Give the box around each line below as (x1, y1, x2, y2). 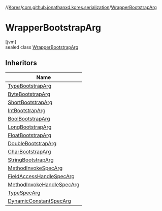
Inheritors (5, 59, 37, 67)
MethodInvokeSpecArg (8, 164, 63, 172)
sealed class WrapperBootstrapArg (5, 44, 79, 50)
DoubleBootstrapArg (8, 140, 57, 147)
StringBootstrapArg (8, 156, 54, 163)
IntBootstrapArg (8, 107, 46, 114)
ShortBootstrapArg (8, 99, 53, 106)
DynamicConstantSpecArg (8, 197, 71, 204)
